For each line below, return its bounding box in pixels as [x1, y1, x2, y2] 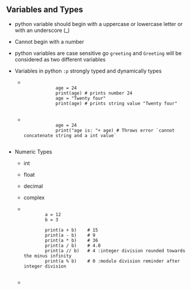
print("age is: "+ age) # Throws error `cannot [55, 127, 175, 133]
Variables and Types [6, 5, 83, 15]
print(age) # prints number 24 [55, 90, 133, 96]
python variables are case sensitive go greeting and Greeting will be [14, 50, 182, 57]
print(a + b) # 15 [44, 227, 99, 233]
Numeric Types [14, 148, 52, 155]
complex [23, 194, 45, 201]
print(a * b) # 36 [44, 237, 99, 243]
